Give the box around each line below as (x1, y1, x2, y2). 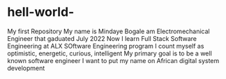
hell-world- (7, 4, 75, 20)
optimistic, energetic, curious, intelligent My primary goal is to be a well (7, 49, 213, 58)
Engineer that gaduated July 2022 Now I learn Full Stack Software (7, 34, 197, 42)
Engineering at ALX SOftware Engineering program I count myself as (7, 42, 204, 50)
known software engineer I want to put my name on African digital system (7, 56, 220, 64)
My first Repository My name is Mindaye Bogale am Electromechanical (7, 27, 211, 35)
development (7, 64, 45, 72)
